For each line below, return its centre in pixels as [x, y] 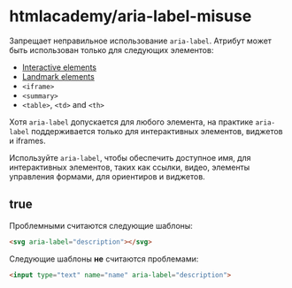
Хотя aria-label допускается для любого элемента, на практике [131, 122]
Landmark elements [58, 76]
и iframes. [27, 140]
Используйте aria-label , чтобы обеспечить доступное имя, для [130, 157]
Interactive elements [59, 67]
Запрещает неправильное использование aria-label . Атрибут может [141, 41]
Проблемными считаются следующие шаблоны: [101, 225]
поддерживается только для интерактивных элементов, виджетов [157, 131]
